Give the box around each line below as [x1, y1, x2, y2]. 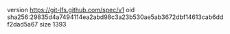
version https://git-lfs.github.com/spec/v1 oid [7, 6, 135, 14]
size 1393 [39, 20, 67, 28]
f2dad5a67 [7, 20, 38, 28]
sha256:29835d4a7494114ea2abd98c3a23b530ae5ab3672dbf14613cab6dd [7, 13, 224, 21]
